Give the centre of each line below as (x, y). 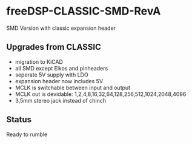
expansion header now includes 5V (59, 81)
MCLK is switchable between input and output (73, 87)
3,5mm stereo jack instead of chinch (61, 100)
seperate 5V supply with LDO (52, 75)
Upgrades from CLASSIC (54, 47)
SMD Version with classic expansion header (61, 28)
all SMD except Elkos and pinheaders (61, 68)
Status (19, 120)
